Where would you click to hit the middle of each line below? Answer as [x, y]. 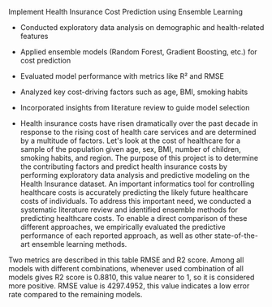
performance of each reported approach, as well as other [116, 236]
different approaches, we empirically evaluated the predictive [123, 227]
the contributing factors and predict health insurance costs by [123, 166]
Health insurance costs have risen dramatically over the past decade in [139, 123]
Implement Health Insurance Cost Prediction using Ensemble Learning [126, 12]
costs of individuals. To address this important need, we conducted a [136, 201]
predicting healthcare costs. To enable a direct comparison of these [134, 218]
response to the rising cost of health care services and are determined [138, 132]
